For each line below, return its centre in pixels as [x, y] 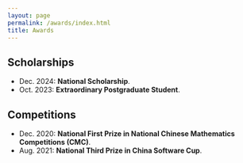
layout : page [29, 15]
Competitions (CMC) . [55, 142]
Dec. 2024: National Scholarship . [74, 81]
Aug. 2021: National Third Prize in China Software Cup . [110, 150]
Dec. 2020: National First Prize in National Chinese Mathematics [127, 134]
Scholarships [41, 62]
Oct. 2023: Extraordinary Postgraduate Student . [99, 90]
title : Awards [31, 30]
